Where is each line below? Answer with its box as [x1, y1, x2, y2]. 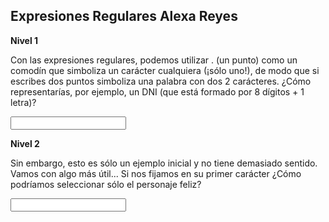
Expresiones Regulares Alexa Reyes [10, 8, 238, 25]
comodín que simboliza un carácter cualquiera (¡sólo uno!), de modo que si [10, 64, 320, 76]
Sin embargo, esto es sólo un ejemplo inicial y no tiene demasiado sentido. [10, 157, 318, 169]
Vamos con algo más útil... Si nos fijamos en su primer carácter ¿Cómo [10, 167, 302, 179]
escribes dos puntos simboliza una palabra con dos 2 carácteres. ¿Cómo [10, 75, 312, 87]
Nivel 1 [10, 34, 39, 46]
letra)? [10, 96, 37, 108]
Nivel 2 [10, 137, 40, 149]
